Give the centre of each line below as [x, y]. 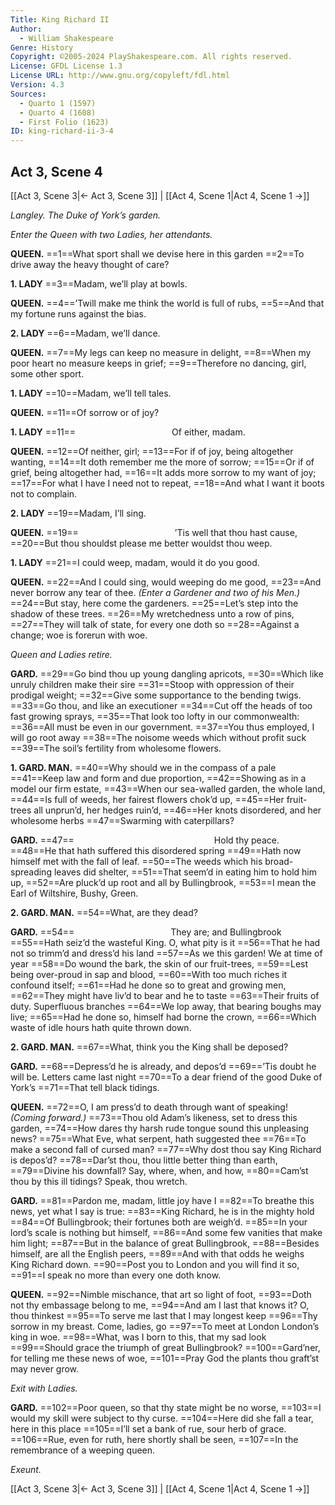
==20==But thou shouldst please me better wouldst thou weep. [141, 543]
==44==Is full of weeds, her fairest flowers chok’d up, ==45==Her [147, 799]
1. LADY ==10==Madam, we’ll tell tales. [91, 393]
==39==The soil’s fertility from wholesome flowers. [116, 748]
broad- [279, 861]
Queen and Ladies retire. [61, 654]
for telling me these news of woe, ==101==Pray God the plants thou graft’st [165, 1358]
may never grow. [45, 1368]
